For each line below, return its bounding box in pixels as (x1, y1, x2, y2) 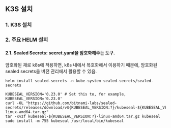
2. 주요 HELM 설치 (5, 36, 48, 43)
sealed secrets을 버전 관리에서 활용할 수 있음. (5, 68, 97, 75)
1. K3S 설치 (5, 21, 32, 28)
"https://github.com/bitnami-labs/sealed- (25, 101, 117, 106)
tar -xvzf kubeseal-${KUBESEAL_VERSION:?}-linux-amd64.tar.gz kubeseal (5, 114, 160, 119)
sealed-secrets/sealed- (103, 78, 154, 84)
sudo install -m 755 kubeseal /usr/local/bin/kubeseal (5, 118, 124, 123)
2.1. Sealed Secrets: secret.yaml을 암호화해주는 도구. (5, 50, 116, 56)
